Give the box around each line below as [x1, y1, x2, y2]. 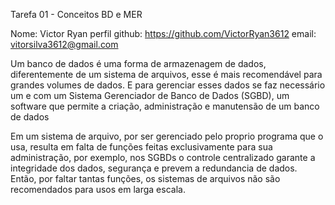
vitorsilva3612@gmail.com [10, 39, 119, 50]
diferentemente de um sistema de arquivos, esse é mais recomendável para [10, 69, 323, 80]
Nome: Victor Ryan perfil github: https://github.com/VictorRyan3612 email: [10, 28, 317, 39]
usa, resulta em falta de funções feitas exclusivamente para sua [10, 141, 273, 153]
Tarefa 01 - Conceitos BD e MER [10, 9, 143, 20]
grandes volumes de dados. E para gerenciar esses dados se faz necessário [10, 79, 326, 91]
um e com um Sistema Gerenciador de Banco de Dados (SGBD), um [10, 90, 290, 101]
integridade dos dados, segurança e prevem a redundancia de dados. [10, 162, 298, 174]
